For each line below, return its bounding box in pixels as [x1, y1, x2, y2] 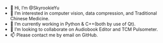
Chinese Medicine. [10, 16, 50, 21]
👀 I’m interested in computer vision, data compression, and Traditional [10, 10, 157, 16]
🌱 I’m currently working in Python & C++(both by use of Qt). [10, 21, 136, 27]
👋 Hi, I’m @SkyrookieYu [10, 5, 60, 11]
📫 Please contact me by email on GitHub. [10, 32, 98, 38]
